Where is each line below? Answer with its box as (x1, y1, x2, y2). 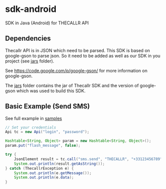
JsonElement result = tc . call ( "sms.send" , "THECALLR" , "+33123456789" (14, 156, 163, 162)
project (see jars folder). (5, 58, 54, 64)
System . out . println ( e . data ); (14, 175, 74, 180)
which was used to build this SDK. (16, 88, 85, 94)
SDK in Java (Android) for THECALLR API (5, 20, 89, 26)
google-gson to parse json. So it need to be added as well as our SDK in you (5, 53, 161, 59)
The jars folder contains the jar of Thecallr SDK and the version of (5, 82, 139, 88)
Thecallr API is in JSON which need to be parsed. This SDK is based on (5, 47, 150, 53)
